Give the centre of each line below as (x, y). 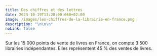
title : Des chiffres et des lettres (44, 10)
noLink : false (20, 29)
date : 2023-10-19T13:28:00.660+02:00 (45, 15)
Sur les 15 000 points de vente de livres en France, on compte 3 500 (76, 43)
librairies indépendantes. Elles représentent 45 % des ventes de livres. (79, 48)
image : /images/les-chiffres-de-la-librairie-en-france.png (70, 19)
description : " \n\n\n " (29, 24)
